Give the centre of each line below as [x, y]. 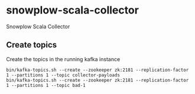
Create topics [32, 45]
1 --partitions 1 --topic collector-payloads [63, 75]
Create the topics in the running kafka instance [63, 59]
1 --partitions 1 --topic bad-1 [46, 85]
